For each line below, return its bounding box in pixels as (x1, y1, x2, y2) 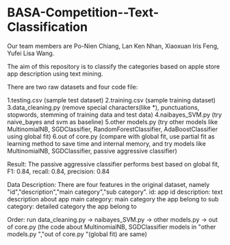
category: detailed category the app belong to (7, 202, 137, 210)
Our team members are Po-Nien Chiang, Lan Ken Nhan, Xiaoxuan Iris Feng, (7, 42, 219, 50)
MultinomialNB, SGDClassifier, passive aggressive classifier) (7, 147, 178, 155)
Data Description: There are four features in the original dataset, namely (7, 180, 210, 188)
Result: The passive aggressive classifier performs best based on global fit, (7, 160, 220, 168)
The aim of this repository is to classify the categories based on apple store (7, 62, 220, 70)
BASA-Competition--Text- (7, 5, 159, 20)
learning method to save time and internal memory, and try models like (7, 139, 207, 147)
